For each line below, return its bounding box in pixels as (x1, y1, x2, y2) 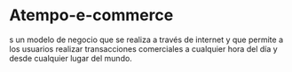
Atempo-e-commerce (9, 5, 174, 25)
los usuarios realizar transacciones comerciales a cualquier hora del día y (9, 43, 278, 54)
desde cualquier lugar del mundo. (9, 53, 133, 63)
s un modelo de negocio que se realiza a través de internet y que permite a (9, 34, 284, 45)
